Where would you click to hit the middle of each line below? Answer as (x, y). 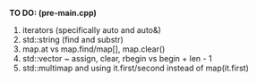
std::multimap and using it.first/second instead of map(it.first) (135, 68)
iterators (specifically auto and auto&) (91, 30)
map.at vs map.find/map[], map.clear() (94, 49)
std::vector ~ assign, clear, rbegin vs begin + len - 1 (117, 58)
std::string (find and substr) (73, 40)
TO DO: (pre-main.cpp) (53, 13)
